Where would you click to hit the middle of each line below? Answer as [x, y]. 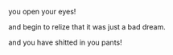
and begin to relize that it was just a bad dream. [87, 27]
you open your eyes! [42, 12]
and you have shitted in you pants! [65, 42]
